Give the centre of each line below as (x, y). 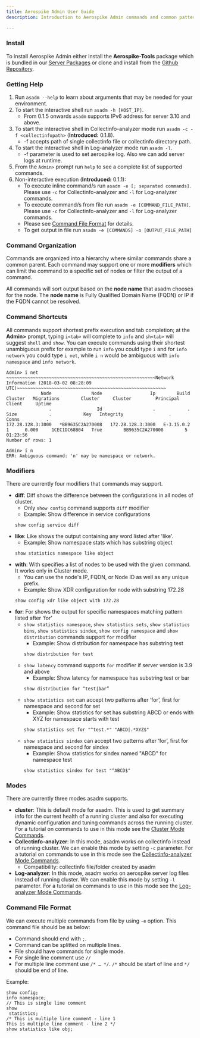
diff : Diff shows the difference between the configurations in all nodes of (104, 495)
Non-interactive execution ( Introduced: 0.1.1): (70, 180)
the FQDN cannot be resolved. (43, 302)
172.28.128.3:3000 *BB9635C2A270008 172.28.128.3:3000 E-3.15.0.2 (98, 424)
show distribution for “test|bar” (66, 689)
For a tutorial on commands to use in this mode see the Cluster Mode (99, 829)
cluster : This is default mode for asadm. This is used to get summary (99, 810)
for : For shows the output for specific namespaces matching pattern (99, 611)
